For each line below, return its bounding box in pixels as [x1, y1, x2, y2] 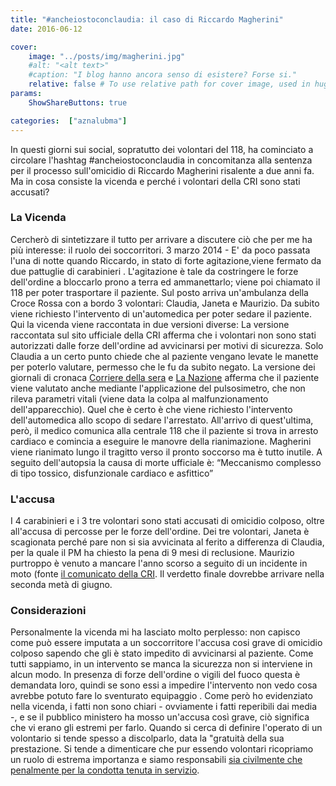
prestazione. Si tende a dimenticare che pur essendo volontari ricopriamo [10, 743, 314, 755]
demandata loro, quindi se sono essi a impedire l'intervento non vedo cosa [10, 679, 318, 691]
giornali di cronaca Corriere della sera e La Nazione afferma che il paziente [10, 371, 320, 383]
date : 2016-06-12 [10, 24, 83, 34]
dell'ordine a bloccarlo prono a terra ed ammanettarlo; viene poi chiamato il [10, 276, 321, 288]
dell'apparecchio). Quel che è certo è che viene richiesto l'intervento [10, 403, 293, 415]
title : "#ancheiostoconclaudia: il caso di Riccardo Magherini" [10, 14, 284, 25]
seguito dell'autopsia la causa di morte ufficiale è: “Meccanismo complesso [10, 456, 322, 468]
